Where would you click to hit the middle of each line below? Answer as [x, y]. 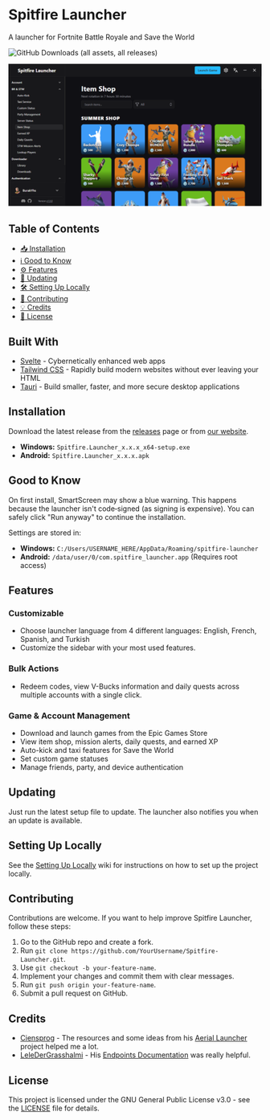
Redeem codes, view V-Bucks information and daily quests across [129, 686]
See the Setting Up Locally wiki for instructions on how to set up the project [133, 865]
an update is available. [45, 820]
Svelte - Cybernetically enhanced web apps [93, 361]
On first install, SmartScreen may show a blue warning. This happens [123, 500]
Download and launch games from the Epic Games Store [114, 733]
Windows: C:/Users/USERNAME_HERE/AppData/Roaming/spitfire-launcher [139, 548]
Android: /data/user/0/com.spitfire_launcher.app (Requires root [129, 557]
